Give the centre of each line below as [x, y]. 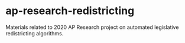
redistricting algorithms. [35, 33]
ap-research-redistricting [70, 11]
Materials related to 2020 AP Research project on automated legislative [92, 27]
